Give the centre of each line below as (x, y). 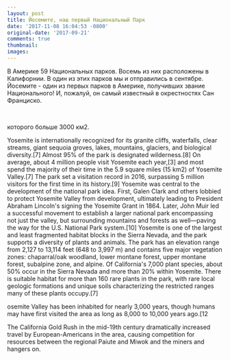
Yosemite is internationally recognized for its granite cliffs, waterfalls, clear (112, 140)
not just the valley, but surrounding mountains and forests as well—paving (112, 220)
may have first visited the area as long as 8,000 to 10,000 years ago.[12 (108, 313)
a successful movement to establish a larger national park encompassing (110, 213)
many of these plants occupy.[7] (53, 293)
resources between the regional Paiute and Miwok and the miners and (106, 341)
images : (18, 52)
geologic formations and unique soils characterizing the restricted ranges (111, 286)
